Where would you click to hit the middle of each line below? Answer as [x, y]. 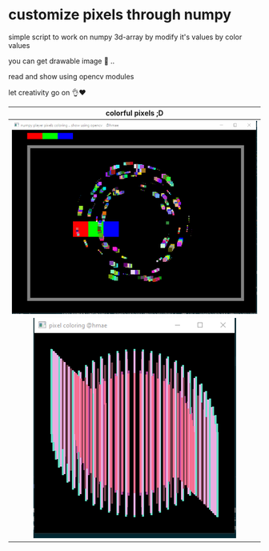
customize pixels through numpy [120, 15]
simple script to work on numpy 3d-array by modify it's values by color [125, 37]
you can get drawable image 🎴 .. [62, 61]
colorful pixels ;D [134, 113]
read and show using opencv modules [71, 76]
